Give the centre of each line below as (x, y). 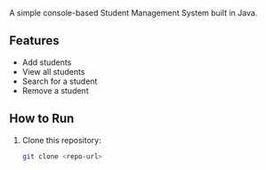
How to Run (42, 119)
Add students (47, 62)
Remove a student (55, 90)
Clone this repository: (61, 140)
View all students (53, 71)
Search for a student (60, 81)
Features (34, 40)
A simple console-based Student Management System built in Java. (133, 13)
